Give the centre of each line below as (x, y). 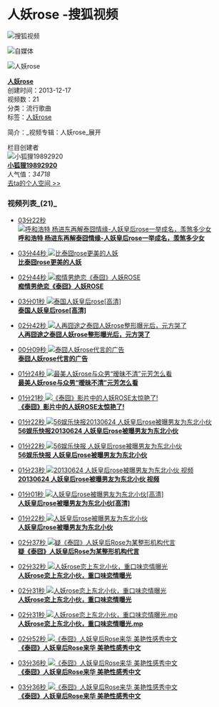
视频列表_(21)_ (32, 203)
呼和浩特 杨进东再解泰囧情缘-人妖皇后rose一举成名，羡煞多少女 (111, 238)
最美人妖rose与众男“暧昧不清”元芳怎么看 (78, 383)
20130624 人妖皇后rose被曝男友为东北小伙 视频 (88, 479)
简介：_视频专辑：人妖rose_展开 (54, 132)
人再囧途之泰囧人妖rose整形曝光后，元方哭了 (84, 335)
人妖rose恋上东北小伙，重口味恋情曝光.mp (81, 624)
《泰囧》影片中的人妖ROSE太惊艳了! (71, 407)
